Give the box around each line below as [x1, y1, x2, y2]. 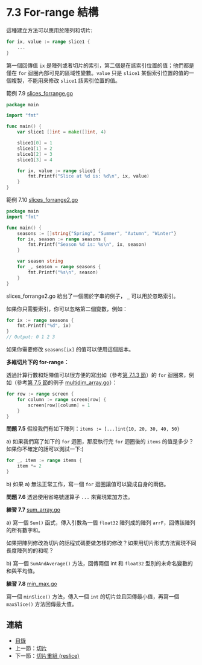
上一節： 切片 [14, 644, 47, 652]
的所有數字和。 [6, 527, 43, 534]
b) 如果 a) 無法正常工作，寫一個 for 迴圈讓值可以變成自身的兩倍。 [6, 481, 169, 488]
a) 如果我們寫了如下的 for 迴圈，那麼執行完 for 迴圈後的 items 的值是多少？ [6, 438, 194, 445]
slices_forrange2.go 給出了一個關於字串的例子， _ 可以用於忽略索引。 [6, 292, 179, 300]
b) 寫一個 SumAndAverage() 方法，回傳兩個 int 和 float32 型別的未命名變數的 [6, 560, 193, 567]
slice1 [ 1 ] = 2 [17, 146, 52, 152]
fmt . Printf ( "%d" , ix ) [17, 323, 71, 329]
